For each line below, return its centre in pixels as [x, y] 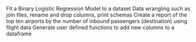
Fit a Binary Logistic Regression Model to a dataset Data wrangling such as [98, 9]
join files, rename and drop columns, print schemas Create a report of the [97, 15]
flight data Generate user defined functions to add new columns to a [90, 27]
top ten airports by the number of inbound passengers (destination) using [97, 21]
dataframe [19, 34]
